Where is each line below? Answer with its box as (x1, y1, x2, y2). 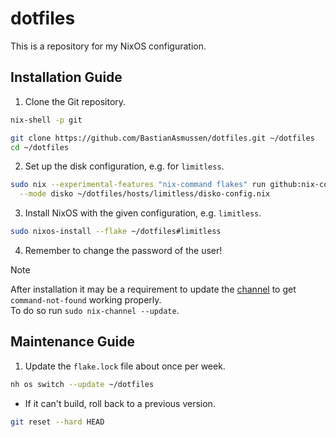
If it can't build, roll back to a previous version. (24, 397, 216, 409)
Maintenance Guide (10, 333, 135, 351)
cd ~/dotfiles (10, 142, 70, 152)
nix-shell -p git (10, 115, 83, 125)
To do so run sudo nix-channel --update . (10, 305, 180, 316)
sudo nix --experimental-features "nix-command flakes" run (10, 180, 267, 190)
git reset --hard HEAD (10, 417, 105, 427)
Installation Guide (10, 69, 123, 86)
